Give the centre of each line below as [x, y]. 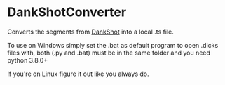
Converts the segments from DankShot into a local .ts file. [90, 32]
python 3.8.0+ [28, 60]
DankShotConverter [67, 12]
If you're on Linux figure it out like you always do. [78, 74]
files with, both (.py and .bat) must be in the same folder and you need [109, 53]
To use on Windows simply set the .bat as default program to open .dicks [113, 45]
